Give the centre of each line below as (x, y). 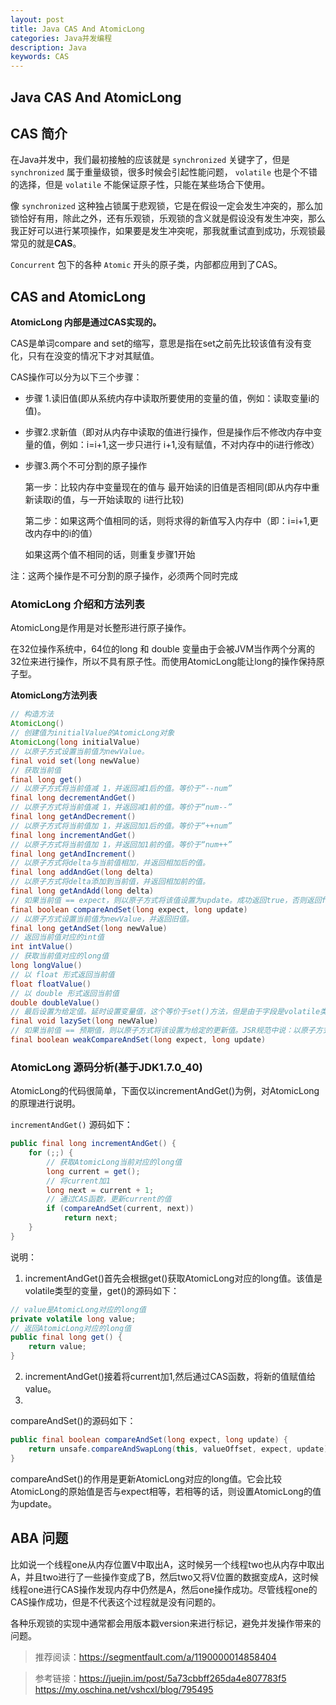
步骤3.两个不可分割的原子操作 (86, 466)
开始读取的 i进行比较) (141, 500)
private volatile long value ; (73, 1319)
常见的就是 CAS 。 (46, 243)
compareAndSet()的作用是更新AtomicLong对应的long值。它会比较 (146, 1478)
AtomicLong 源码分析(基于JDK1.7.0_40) (106, 1067)
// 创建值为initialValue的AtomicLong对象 (92, 733)
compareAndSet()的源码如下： (73, 1421)
